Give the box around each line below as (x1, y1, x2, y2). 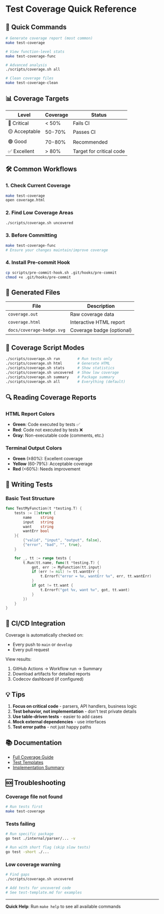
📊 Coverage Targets (5, 94, 69, 103)
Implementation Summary (12, 765, 65, 770)
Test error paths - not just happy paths (12, 724, 91, 730)
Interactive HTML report (70, 319, 125, 326)
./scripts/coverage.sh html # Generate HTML (5, 361, 110, 366)
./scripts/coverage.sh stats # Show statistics (5, 365, 115, 370)
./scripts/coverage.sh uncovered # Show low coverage (5, 370, 119, 375)
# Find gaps (5, 872, 30, 877)
